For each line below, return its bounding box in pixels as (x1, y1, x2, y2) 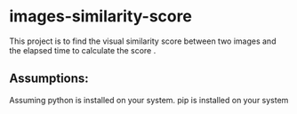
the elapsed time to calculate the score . (9, 45, 157, 55)
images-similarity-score (9, 6, 193, 27)
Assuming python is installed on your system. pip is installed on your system (9, 94, 289, 105)
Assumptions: (9, 71, 89, 86)
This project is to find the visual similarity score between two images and (9, 36, 277, 46)
